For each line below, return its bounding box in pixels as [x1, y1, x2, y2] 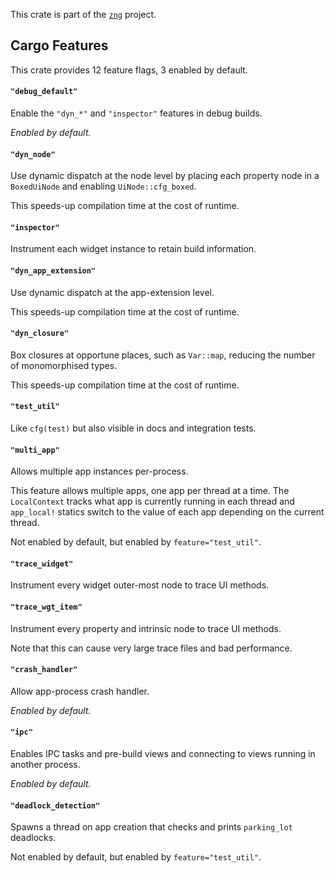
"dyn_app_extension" [10, 266, 97, 276]
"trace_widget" [10, 559, 74, 569]
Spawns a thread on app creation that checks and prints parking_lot [10, 821, 293, 833]
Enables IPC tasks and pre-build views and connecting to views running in [10, 748, 316, 760]
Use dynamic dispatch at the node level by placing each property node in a [10, 170, 320, 182]
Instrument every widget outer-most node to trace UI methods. [10, 579, 270, 591]
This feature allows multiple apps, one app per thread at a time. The [10, 485, 290, 497]
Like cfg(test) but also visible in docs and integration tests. [10, 422, 257, 434]
